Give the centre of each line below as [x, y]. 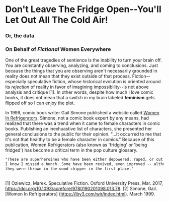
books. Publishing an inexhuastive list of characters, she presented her [79, 129]
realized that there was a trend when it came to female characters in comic [83, 123]
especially [16, 82]
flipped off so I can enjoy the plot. [40, 103]
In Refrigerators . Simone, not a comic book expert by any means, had [77, 118]
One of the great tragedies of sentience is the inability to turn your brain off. [83, 60]
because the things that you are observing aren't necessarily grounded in [81, 71]
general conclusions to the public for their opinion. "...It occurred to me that [83, 134]
